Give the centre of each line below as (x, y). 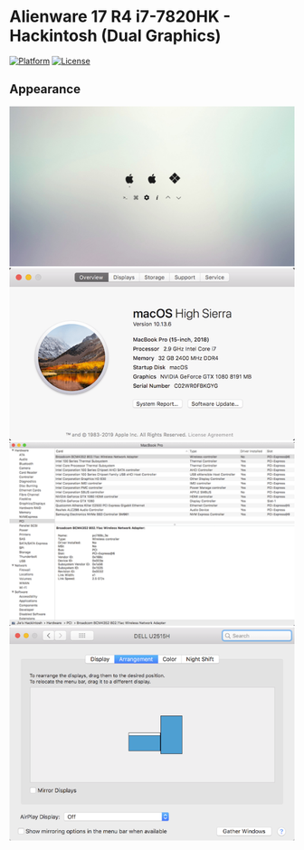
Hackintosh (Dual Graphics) (115, 36)
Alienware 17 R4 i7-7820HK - (120, 17)
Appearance (45, 89)
